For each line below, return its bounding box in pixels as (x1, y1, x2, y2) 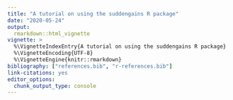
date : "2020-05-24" (7, 17, 65, 24)
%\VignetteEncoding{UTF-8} (13, 50, 93, 57)
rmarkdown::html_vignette (13, 30, 91, 37)
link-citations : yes (7, 69, 69, 76)
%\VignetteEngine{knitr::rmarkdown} (13, 56, 122, 63)
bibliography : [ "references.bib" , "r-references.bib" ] (7, 63, 173, 70)
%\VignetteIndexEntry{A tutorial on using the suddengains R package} (13, 43, 227, 50)
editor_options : (7, 75, 55, 83)
